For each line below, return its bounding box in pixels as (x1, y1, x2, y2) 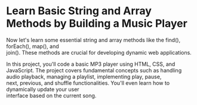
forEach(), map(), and (6, 43, 59, 50)
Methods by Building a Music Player (6, 17, 188, 30)
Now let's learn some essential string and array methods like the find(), (6, 36, 181, 43)
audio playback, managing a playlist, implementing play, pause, (6, 73, 162, 80)
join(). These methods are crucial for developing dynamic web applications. (6, 49, 192, 56)
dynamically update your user (6, 85, 79, 93)
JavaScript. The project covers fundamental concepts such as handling (6, 66, 182, 74)
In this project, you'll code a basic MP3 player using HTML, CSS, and (6, 61, 176, 68)
